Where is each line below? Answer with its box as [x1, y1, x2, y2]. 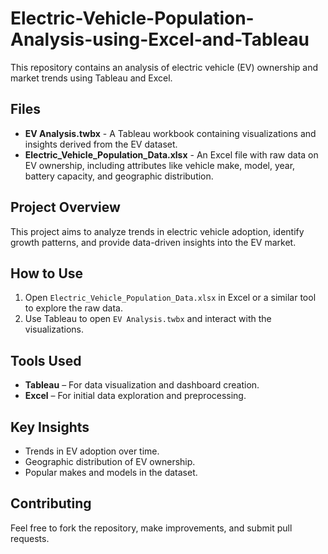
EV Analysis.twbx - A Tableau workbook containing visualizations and [24, 127, 317, 139]
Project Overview [10, 199, 121, 216]
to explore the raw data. [24, 302, 124, 314]
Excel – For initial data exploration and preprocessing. [24, 390, 247, 402]
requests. [10, 532, 50, 544]
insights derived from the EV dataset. [24, 138, 178, 150]
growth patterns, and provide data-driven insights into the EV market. [10, 236, 297, 248]
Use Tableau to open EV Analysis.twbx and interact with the [24, 313, 272, 325]
